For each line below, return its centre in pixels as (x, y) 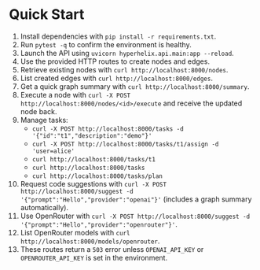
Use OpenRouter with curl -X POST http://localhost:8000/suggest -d (135, 216)
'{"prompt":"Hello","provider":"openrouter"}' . (99, 224)
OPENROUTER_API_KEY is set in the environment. (94, 257)
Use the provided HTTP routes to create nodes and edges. (115, 61)
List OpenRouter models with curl (75, 232)
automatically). (44, 207)
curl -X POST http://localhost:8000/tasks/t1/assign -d (125, 144)
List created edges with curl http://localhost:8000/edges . (116, 78)
